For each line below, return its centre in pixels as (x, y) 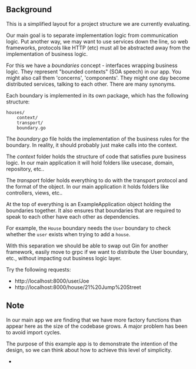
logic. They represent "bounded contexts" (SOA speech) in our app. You (94, 71)
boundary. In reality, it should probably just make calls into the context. (92, 145)
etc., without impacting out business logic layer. (64, 258)
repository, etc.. (25, 169)
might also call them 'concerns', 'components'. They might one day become (98, 78)
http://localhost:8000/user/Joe (52, 281)
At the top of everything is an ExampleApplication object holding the (89, 204)
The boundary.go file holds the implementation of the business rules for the (98, 139)
